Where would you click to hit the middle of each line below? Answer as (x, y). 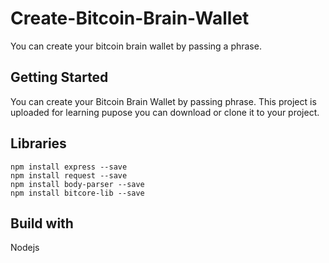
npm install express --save (69, 167)
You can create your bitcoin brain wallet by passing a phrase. (136, 46)
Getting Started (59, 77)
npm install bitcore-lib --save (77, 193)
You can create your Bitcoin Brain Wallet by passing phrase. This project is (163, 101)
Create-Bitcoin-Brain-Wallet (130, 18)
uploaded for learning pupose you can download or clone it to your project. (165, 112)
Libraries (38, 143)
